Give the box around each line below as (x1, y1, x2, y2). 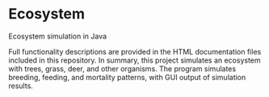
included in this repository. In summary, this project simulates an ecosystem (8, 55, 261, 65)
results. (8, 81, 34, 91)
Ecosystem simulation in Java (8, 31, 107, 41)
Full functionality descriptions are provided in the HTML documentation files (8, 46, 262, 56)
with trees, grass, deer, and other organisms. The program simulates (8, 63, 237, 73)
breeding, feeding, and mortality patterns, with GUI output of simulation (8, 72, 246, 82)
